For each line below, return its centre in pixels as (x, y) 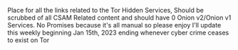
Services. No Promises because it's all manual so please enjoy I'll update (114, 25)
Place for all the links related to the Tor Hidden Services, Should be (106, 10)
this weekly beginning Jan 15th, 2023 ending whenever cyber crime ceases (118, 32)
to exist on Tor (29, 40)
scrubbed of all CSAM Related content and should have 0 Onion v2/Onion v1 (119, 18)
